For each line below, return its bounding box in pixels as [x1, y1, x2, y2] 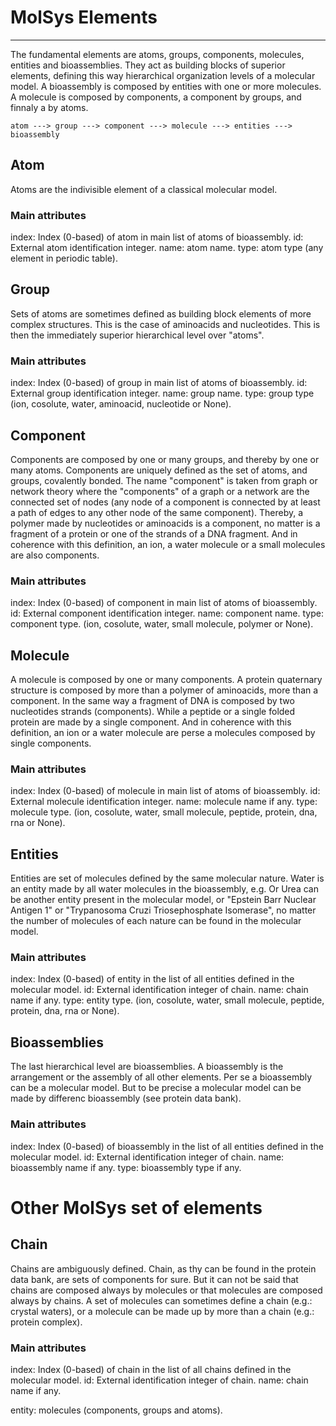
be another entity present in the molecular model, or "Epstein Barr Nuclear [10, 894, 317, 906]
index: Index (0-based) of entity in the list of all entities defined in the [10, 973, 295, 985]
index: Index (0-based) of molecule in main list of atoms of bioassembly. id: [10, 785, 321, 797]
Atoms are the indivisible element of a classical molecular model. [10, 183, 278, 195]
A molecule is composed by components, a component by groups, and [10, 91, 302, 103]
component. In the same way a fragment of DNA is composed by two [10, 695, 295, 707]
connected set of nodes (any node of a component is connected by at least [10, 496, 321, 508]
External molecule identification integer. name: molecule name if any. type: [10, 796, 318, 808]
